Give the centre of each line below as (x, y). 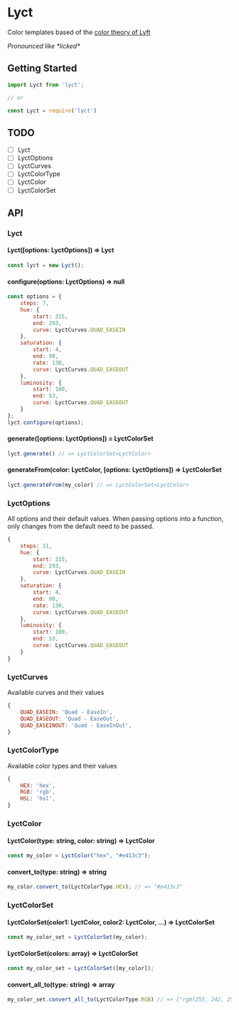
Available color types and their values (62, 766)
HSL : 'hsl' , (38, 799)
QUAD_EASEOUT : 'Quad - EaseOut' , (70, 718)
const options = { (34, 297)
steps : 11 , (36, 546)
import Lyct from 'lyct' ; (46, 85)
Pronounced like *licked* (44, 46)
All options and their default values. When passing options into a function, (116, 519)
